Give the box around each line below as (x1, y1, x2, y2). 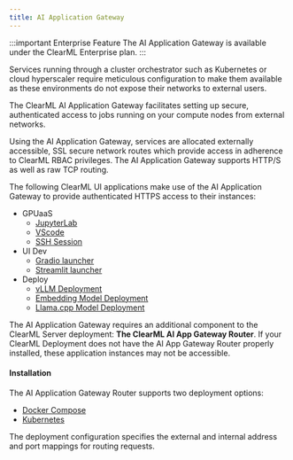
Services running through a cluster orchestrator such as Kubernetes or (9, 64, 267, 74)
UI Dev (21, 246, 47, 256)
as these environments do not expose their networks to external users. (9, 82, 267, 93)
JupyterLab (35, 217, 78, 228)
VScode (35, 227, 65, 238)
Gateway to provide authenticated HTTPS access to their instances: (9, 191, 257, 201)
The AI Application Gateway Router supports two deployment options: (9, 387, 264, 398)
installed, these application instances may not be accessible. (9, 347, 231, 358)
